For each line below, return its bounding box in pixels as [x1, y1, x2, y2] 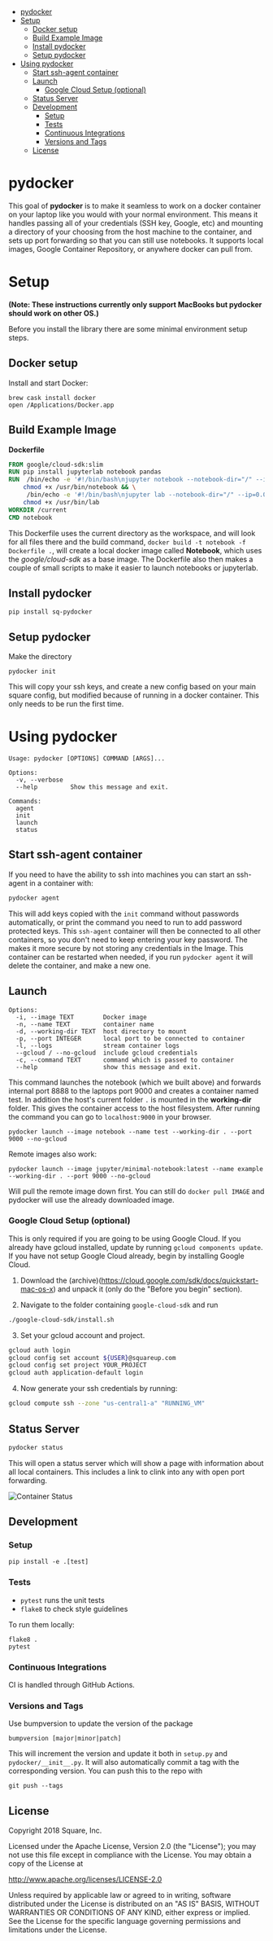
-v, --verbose [15, 776, 63, 785]
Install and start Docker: [8, 378, 89, 388]
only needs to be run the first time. [8, 699, 124, 709]
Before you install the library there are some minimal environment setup [8, 323, 248, 333]
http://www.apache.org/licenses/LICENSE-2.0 [8, 1874, 162, 1885]
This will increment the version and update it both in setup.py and [8, 1749, 227, 1758]
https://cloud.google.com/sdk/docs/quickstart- [101, 1275, 259, 1285]
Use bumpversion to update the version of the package [8, 1719, 193, 1728]
